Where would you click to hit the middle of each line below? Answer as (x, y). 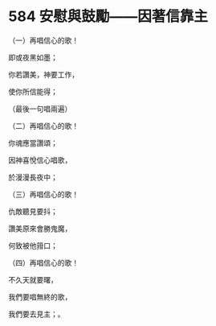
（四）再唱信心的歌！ (43, 262)
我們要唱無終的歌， (40, 297)
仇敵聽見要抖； (33, 211)
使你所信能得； (33, 91)
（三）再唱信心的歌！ (43, 194)
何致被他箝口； (33, 246)
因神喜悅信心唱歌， (40, 160)
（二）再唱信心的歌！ (43, 126)
